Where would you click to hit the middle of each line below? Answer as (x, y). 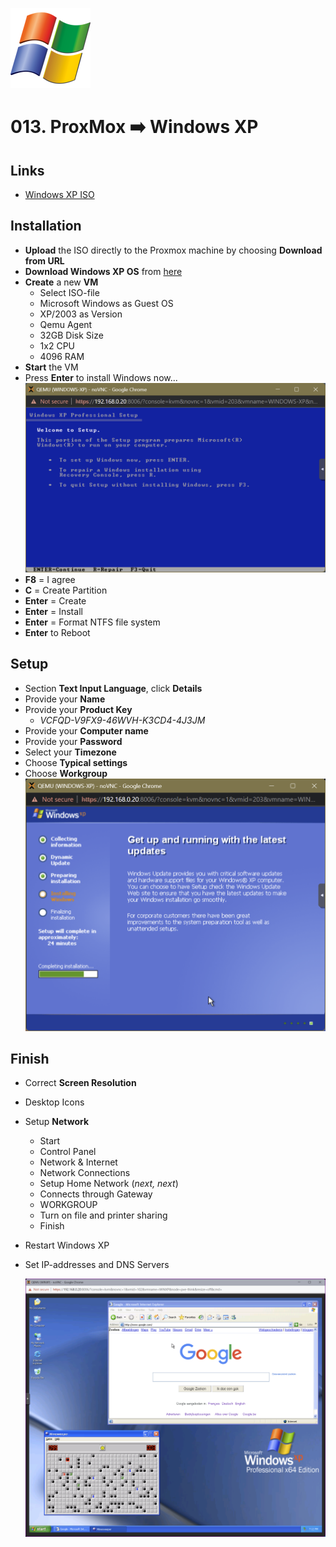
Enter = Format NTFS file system (92, 622)
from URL (44, 260)
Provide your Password (73, 741)
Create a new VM (61, 282)
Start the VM (51, 367)
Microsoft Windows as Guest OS (106, 303)
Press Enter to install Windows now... (101, 377)
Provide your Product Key (78, 709)
